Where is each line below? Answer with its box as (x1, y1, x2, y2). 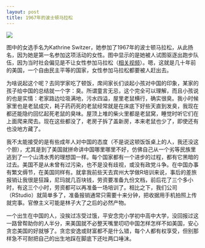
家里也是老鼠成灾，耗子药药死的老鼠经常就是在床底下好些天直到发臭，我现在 (6, 102, 199, 110)
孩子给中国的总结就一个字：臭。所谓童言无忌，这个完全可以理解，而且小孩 (6, 87, 193, 94)
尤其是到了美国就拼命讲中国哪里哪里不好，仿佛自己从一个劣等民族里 (24, 146, 196, 153)
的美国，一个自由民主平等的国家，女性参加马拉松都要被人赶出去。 (6, 66, 172, 74)
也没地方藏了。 (6, 125, 44, 132)
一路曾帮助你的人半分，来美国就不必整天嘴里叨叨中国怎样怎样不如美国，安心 (6, 219, 199, 227)
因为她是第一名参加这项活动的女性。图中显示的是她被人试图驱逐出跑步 (16, 51, 193, 58)
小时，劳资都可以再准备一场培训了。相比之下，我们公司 (38, 183, 178, 191)
